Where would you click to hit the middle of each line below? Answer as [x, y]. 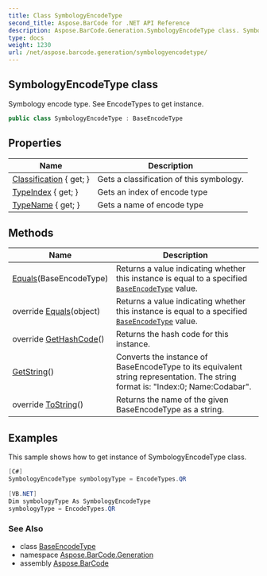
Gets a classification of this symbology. [170, 179]
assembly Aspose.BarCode [64, 563]
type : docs [26, 38]
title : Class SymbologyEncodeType [66, 15]
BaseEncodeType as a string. [170, 410]
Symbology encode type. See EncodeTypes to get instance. [106, 103]
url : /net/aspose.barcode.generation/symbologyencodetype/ [108, 52]
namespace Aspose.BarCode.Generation [86, 555]
